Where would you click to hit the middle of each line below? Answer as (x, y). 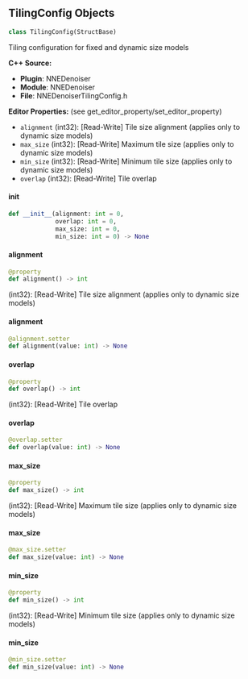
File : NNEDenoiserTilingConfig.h (74, 95)
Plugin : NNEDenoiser (55, 78)
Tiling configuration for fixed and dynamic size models (99, 47)
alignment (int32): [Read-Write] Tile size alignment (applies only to (130, 127)
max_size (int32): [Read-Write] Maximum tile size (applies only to (127, 144)
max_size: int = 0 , (88, 229)
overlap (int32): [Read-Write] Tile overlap (88, 178)
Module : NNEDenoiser (57, 87)
